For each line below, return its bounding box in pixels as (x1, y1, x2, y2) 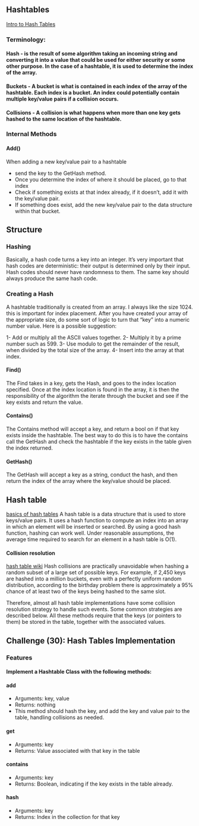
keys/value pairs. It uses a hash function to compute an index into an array (6, 517, 189, 524)
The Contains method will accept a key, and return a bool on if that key (6, 425, 179, 433)
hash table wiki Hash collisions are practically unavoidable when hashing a (6, 563, 189, 570)
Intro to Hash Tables (6, 20, 56, 27)
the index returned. (6, 444, 53, 451)
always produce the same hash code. (6, 275, 98, 282)
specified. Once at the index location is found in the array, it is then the (6, 386, 179, 393)
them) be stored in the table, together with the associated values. (6, 618, 166, 626)
